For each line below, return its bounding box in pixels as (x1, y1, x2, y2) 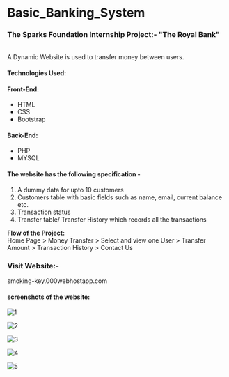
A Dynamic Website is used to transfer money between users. (7, 53, 184, 61)
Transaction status (17, 208, 71, 216)
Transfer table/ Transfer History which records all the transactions (17, 215, 207, 224)
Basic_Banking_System (7, 5, 145, 21)
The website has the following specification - (7, 170, 141, 178)
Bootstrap (17, 115, 46, 123)
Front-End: (7, 85, 40, 93)
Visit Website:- (7, 261, 59, 270)
